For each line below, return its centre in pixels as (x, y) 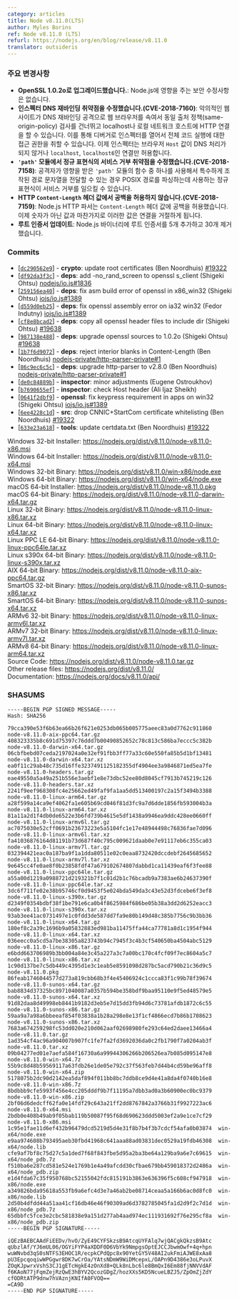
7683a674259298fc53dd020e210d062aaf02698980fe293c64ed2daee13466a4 (110, 1028)
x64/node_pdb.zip (33, 1172)
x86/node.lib (27, 1197)
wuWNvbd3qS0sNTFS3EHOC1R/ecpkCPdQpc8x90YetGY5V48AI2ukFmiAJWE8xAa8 (110, 1253)
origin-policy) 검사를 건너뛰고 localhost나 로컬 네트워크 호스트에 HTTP (117, 126)
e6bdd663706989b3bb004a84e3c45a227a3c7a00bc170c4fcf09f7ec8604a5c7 (110, 953)
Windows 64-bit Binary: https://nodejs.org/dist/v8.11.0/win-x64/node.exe (115, 479)
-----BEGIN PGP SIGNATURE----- (54, 1228)
